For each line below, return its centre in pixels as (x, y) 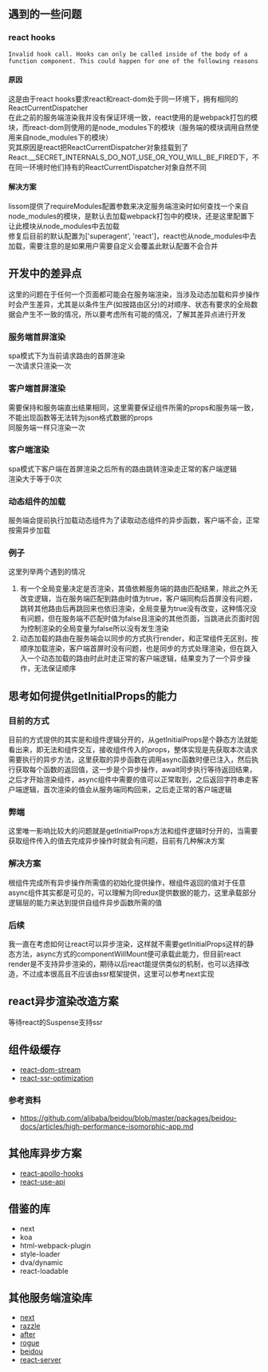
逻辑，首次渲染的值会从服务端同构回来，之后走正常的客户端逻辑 (127, 790)
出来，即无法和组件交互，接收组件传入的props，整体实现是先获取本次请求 (136, 750)
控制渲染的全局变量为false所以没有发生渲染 (98, 629)
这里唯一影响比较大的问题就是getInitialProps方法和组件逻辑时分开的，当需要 (133, 831)
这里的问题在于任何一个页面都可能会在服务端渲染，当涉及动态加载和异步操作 (134, 294)
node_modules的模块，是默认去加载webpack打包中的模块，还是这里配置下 (131, 216)
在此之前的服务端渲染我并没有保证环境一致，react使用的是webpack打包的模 (133, 117)
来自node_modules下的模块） (64, 137)
